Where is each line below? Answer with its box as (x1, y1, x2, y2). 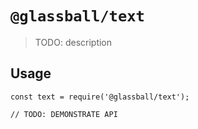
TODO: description (34, 36, 113, 48)
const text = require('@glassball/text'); (10, 92, 190, 102)
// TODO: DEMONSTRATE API (10, 109, 118, 119)
